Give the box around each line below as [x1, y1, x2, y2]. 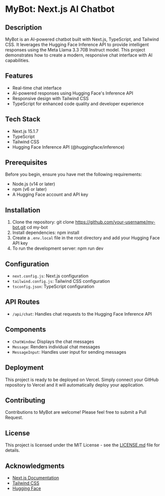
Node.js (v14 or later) [12, 181, 55, 187]
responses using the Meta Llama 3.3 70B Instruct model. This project [5, 47, 146, 53]
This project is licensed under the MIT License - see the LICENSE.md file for [5, 442, 160, 448]
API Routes [5, 298, 40, 306]
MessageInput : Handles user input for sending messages [12, 349, 126, 355]
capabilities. [5, 57, 30, 63]
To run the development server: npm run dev [12, 245, 104, 251]
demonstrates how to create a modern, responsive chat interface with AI [5, 52, 153, 58]
